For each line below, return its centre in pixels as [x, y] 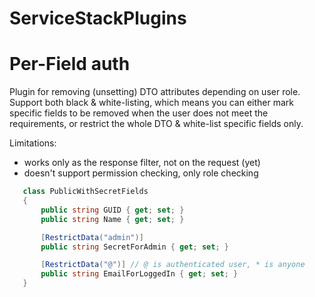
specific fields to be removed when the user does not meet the [139, 113]
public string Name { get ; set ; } [112, 219]
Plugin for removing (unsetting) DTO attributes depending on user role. [155, 92]
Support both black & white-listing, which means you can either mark [151, 103]
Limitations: [33, 143]
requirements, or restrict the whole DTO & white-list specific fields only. [156, 124]
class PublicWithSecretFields [85, 192]
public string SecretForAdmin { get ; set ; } [134, 247]
